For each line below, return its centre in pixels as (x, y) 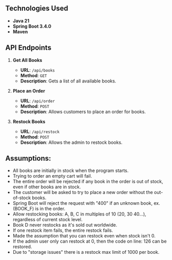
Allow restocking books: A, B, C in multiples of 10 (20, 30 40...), (79, 214)
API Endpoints (28, 48)
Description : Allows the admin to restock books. (71, 142)
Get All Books (27, 60)
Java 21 (21, 20)
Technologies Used (37, 8)
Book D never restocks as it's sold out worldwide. (65, 225)
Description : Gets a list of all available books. (68, 81)
